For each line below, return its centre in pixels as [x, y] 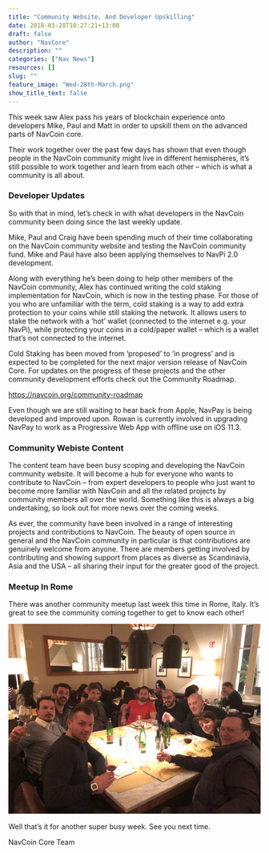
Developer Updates [47, 196]
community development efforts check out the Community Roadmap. [122, 379]
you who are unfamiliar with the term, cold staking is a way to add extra [126, 304]
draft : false [30, 34]
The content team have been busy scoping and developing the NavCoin [127, 466]
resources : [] [32, 68]
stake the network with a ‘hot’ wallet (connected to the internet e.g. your [127, 321]
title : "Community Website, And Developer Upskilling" [102, 17]
